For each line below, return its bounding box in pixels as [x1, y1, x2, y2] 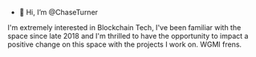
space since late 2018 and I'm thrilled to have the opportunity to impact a [7, 32, 249, 40]
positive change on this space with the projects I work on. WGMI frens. [7, 40, 242, 49]
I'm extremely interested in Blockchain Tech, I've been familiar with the [7, 23, 242, 32]
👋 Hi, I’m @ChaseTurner [18, 8, 98, 17]
